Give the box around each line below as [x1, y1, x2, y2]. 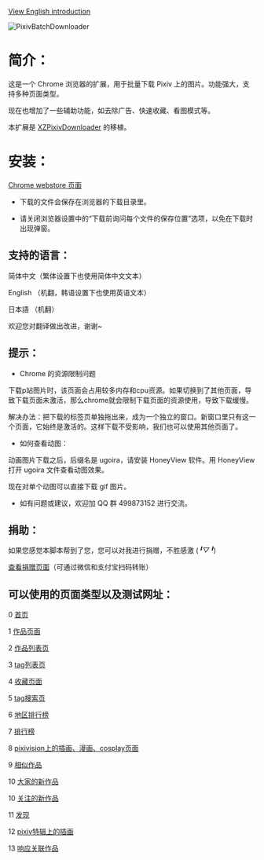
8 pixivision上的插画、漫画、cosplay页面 [8, 744, 139, 753]
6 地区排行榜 [8, 710, 49, 719]
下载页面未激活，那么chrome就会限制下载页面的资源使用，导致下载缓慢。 [14, 395, 254, 404]
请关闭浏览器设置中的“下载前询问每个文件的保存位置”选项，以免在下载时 [19, 214, 254, 223]
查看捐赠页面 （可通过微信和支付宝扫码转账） [8, 562, 153, 572]
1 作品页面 [8, 627, 41, 636]
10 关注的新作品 [8, 793, 59, 803]
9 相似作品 [8, 760, 42, 770]
